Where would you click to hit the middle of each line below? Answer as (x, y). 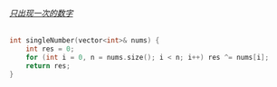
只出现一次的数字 (41, 13)
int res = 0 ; (50, 49)
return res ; (48, 66)
